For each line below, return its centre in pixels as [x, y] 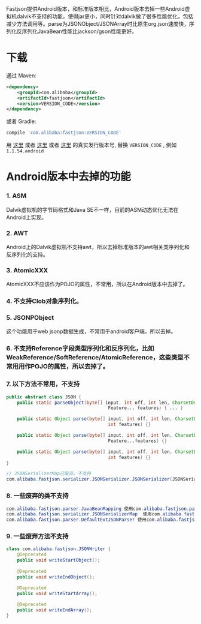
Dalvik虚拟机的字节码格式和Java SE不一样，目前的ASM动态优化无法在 [92, 209]
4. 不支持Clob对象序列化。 [44, 301]
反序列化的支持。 [27, 254]
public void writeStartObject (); [59, 560]
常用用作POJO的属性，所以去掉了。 [58, 367]
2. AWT [17, 233]
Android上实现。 [26, 217]
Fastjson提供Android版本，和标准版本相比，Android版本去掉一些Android [96, 9]
